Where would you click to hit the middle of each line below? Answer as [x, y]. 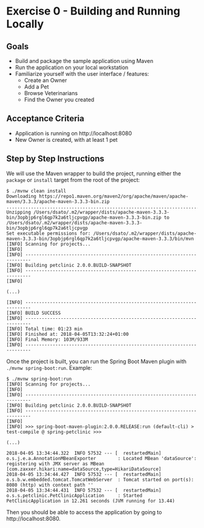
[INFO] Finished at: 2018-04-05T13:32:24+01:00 [68, 334]
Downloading [21, 196]
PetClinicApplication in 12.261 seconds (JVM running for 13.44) [90, 501]
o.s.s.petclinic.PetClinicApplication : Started [74, 495]
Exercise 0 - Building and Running [93, 11]
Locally [25, 24]
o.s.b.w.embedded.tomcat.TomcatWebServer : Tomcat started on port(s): [100, 480]
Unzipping [19, 212]
